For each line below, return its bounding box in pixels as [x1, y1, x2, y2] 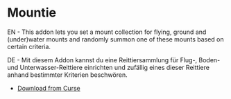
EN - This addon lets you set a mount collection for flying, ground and [7, 28, 207, 36]
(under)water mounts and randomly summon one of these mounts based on [7, 35, 224, 43]
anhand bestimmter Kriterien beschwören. [7, 71, 128, 79]
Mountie [7, 5, 57, 21]
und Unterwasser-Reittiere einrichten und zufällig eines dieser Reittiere [7, 63, 210, 71]
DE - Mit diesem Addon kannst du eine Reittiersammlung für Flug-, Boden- [7, 55, 221, 64]
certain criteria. [7, 42, 51, 51]
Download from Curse [17, 84, 81, 92]
